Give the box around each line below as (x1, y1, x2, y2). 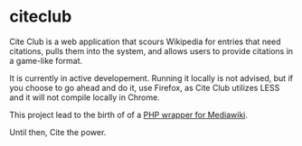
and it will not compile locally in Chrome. (9, 92, 160, 103)
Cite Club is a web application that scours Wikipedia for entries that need (9, 36, 282, 47)
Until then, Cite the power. (9, 126, 107, 137)
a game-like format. (9, 55, 83, 66)
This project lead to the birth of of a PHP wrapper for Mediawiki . (9, 109, 249, 120)
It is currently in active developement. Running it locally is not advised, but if (9, 72, 294, 83)
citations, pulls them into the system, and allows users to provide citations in (9, 45, 294, 56)
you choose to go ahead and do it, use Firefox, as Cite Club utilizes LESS (9, 82, 280, 93)
